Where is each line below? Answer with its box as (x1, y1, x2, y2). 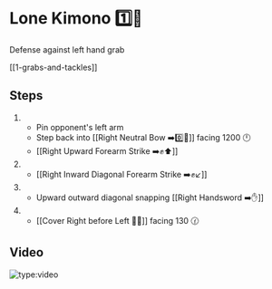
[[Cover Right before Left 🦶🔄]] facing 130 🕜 (35, 215, 199, 226)
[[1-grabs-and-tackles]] (9, 62, 98, 72)
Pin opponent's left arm (35, 121, 124, 132)
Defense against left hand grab (9, 43, 125, 55)
